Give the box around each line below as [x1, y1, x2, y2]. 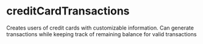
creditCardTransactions [6, 4, 130, 18]
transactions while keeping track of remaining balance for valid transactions [6, 30, 197, 37]
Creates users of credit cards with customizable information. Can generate [6, 24, 194, 31]
